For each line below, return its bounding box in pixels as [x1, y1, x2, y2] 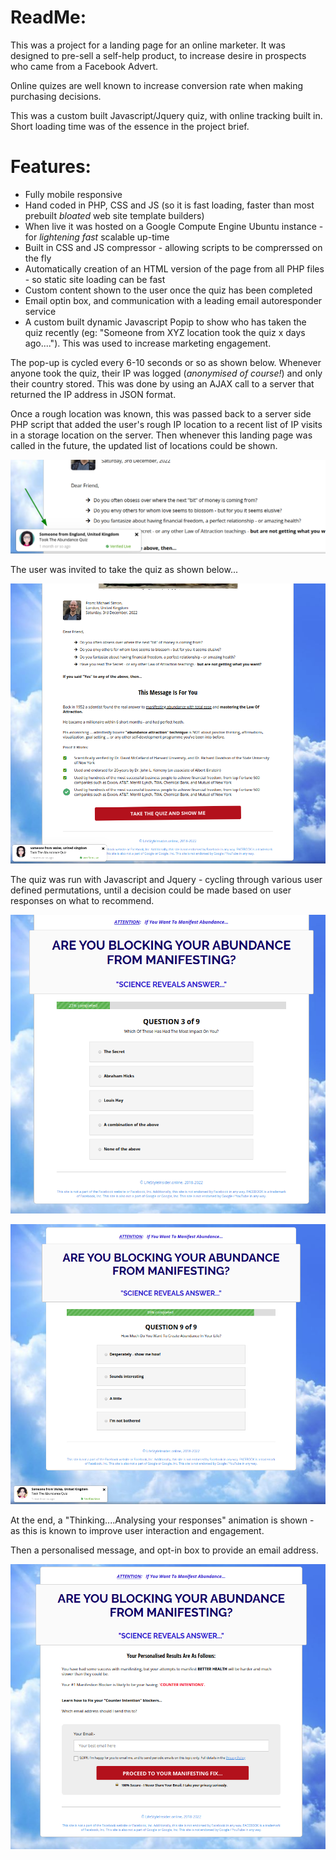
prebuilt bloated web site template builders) [24, 209, 205, 221]
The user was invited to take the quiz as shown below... [10, 563, 239, 575]
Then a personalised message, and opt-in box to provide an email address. [10, 1544, 319, 1556]
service [24, 305, 57, 317]
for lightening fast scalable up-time [24, 231, 170, 243]
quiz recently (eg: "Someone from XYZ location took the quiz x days [24, 326, 306, 338]
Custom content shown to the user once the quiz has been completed [24, 284, 313, 296]
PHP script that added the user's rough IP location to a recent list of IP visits [10, 418, 323, 430]
